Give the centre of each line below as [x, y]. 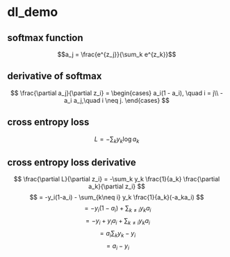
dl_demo [33, 12]
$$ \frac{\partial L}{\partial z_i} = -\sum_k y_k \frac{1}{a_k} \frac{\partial [117, 179]
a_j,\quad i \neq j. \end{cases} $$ [122, 100]
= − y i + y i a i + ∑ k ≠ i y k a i [118, 222]
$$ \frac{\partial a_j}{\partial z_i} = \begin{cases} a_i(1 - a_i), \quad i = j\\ [114, 93]
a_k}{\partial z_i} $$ [117, 186]
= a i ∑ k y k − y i [118, 234]
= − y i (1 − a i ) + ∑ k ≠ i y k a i [118, 209]
